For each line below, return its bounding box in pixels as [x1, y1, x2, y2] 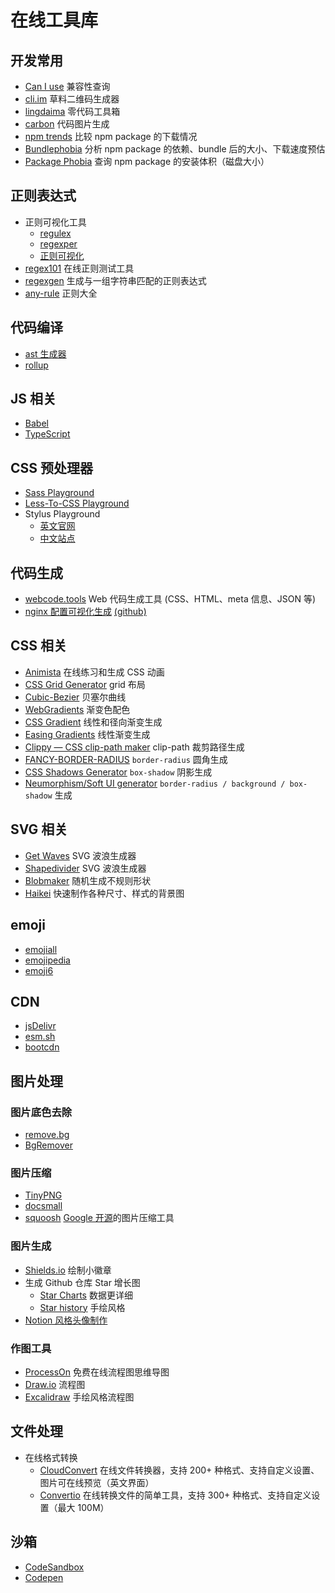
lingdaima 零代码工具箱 [24, 106, 121, 117]
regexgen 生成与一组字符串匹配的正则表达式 [24, 274, 207, 286]
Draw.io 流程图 [24, 1378, 86, 1390]
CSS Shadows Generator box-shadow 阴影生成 [24, 766, 213, 778]
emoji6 [24, 964, 54, 976]
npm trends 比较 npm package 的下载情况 [24, 131, 198, 142]
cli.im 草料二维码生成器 [24, 93, 120, 105]
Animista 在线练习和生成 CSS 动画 [24, 666, 165, 678]
